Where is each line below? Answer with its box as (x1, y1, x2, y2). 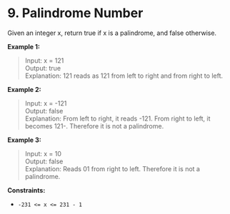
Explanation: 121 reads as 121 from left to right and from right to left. (24, 71, 224, 80)
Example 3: (7, 136, 41, 144)
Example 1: (7, 42, 41, 51)
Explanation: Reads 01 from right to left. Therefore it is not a (24, 164, 200, 173)
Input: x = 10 (24, 149, 62, 158)
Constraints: (7, 185, 46, 194)
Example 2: (7, 85, 41, 93)
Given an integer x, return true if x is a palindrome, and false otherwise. (7, 29, 216, 37)
